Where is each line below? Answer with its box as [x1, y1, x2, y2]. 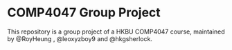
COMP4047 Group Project [7, 5, 161, 21]
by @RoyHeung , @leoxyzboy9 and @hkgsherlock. [7, 34, 152, 42]
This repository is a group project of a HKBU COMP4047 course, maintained [7, 27, 225, 36]
